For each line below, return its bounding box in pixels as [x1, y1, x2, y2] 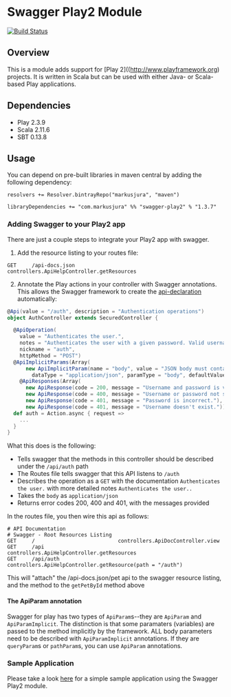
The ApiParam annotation [7, 596, 82, 605]
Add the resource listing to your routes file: [16, 249, 139, 257]
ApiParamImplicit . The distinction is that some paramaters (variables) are [7, 619, 215, 627]
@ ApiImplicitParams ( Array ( [13, 359, 91, 366]
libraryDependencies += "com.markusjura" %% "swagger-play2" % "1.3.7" [7, 204, 217, 211]
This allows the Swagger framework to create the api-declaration [16, 287, 201, 295]
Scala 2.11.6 [16, 125, 50, 134]
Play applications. [26, 80, 77, 88]
